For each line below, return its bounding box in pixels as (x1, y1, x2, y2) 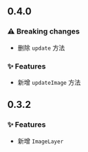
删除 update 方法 (17, 43, 65, 52)
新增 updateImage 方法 (17, 78, 81, 86)
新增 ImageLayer (17, 137, 64, 145)
